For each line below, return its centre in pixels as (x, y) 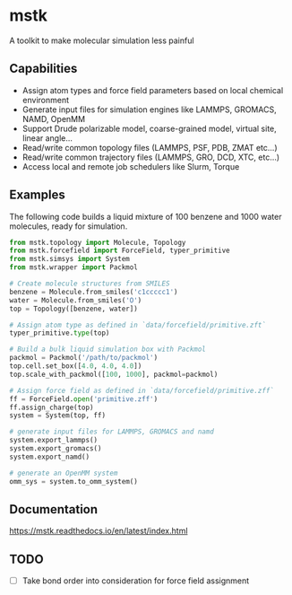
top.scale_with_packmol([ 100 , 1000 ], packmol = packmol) (114, 374)
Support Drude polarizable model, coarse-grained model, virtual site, (150, 128)
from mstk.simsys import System (69, 259)
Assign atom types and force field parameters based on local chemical (153, 90)
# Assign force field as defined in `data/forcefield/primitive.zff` (142, 390)
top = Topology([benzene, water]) (74, 309)
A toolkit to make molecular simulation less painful (102, 40)
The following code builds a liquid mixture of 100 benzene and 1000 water (146, 216)
